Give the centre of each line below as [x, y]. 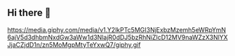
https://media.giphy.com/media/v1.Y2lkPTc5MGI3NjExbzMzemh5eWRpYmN [117, 29]
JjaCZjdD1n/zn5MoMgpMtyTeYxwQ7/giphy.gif [74, 44]
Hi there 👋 [29, 13]
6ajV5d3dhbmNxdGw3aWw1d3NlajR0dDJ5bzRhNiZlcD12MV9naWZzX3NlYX [117, 37]
